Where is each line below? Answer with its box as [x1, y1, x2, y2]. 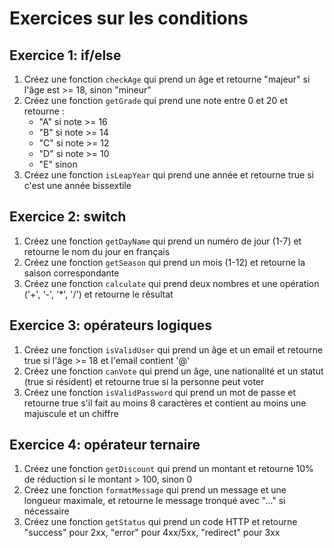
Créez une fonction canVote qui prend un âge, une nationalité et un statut [23, 365, 324, 377]
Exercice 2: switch [9, 208, 127, 226]
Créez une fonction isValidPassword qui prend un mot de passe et [23, 386, 297, 398]
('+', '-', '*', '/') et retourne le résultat [23, 288, 174, 300]
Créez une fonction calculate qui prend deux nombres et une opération [23, 277, 320, 289]
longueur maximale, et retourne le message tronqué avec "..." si [23, 495, 286, 507]
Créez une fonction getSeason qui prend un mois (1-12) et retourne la [23, 256, 306, 268]
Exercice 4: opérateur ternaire [9, 437, 201, 454]
